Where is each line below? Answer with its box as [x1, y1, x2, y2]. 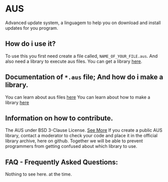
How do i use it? [5, 40, 56, 48]
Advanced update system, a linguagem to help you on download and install [5, 20, 161, 26]
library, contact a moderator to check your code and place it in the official [5, 133, 157, 139]
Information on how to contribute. [5, 114, 113, 122]
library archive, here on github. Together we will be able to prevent [5, 138, 143, 144]
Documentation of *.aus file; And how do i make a [5, 73, 163, 81]
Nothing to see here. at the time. [5, 171, 72, 177]
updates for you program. [5, 25, 58, 31]
